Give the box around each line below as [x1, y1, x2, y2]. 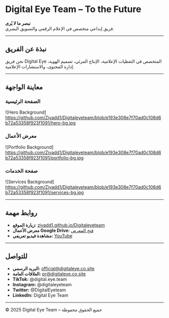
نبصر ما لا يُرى [5, 20, 31, 26]
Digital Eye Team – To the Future [5, 4, 142, 15]
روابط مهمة [5, 209, 38, 217]
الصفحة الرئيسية [5, 98, 41, 105]
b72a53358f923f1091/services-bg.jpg [5, 190, 84, 196]
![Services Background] [5, 179, 54, 185]
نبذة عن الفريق [5, 45, 47, 53]
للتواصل [5, 252, 28, 261]
